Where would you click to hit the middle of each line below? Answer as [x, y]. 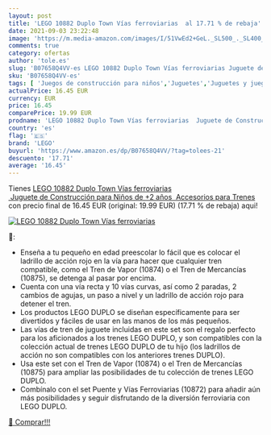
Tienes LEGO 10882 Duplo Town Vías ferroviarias [90, 188]
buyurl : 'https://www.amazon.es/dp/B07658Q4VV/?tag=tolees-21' [117, 151]
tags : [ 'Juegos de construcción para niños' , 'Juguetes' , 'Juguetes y [128, 83]
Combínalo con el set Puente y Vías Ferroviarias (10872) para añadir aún [140, 389]
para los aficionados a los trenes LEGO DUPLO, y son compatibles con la [141, 338]
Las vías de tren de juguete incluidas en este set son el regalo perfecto [138, 329]
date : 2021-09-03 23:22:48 [54, 31]
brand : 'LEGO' [32, 143]
